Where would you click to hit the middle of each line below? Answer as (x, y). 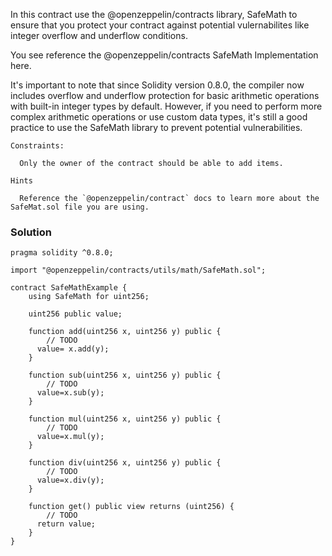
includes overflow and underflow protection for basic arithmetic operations (165, 95)
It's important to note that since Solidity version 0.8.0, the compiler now (157, 85)
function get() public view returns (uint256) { (131, 507)
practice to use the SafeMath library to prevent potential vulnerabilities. (156, 127)
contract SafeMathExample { (69, 288)
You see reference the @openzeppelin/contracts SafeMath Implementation (164, 55)
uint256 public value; (75, 314)
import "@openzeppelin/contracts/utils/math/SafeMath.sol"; (138, 270)
